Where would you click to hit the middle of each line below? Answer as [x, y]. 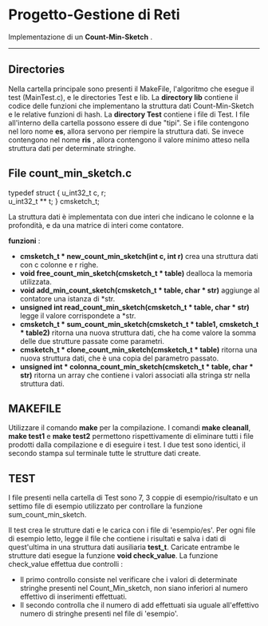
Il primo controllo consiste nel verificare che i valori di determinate [128, 580]
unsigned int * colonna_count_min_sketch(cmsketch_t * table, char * [136, 366]
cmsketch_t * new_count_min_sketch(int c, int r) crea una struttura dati [139, 256]
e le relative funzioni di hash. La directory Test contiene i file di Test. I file [129, 114]
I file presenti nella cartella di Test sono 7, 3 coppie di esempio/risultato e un [133, 498]
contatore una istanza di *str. [67, 298]
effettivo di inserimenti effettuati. [73, 596]
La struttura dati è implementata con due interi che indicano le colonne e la [131, 217]
